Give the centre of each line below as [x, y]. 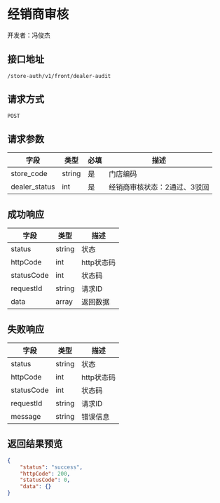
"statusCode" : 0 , [45, 480]
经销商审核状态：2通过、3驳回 [159, 187]
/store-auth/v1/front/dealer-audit [59, 76]
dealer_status [33, 187]
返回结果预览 [35, 444]
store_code [29, 174]
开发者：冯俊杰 [29, 35]
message [26, 416]
